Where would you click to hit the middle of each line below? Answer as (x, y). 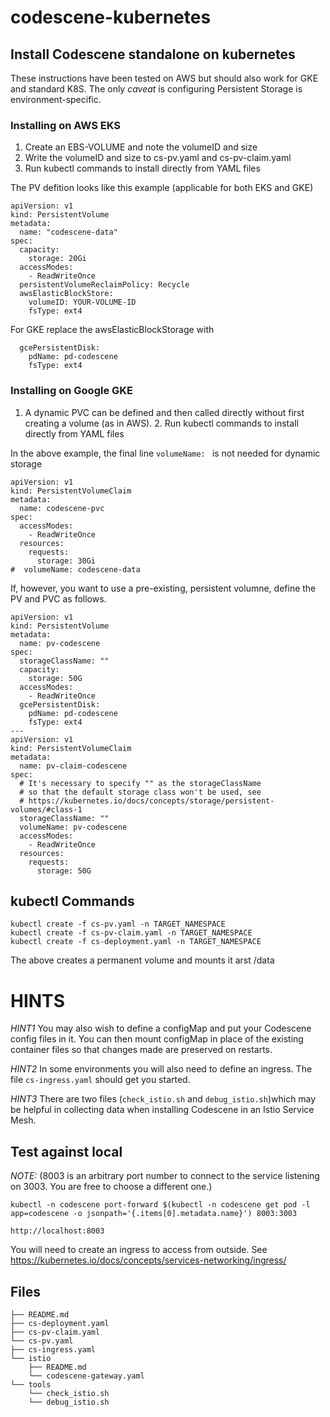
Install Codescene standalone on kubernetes (153, 54)
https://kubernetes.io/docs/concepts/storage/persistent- (151, 801)
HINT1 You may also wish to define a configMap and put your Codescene (161, 1028)
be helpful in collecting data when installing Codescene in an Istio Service (162, 1110)
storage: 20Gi (57, 259)
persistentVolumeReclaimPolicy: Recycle (104, 285)
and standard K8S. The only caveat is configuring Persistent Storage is (156, 89)
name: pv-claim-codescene (73, 766)
